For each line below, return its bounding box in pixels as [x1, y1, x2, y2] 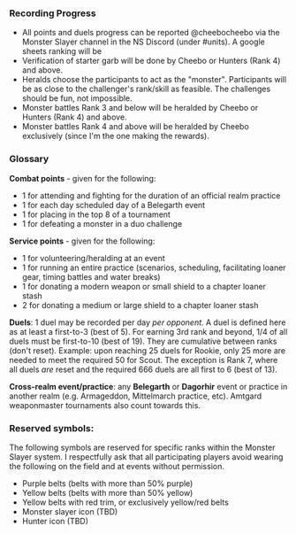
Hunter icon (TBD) [21, 515, 89, 526]
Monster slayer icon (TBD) [21, 506, 118, 516]
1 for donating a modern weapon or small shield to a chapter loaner [21, 281, 267, 291]
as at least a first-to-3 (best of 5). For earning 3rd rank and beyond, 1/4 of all [9, 326, 288, 337]
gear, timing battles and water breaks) [21, 271, 161, 282]
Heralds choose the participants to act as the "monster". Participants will [21, 74, 287, 85]
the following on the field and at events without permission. [9, 460, 225, 471]
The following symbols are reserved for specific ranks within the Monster [9, 442, 276, 453]
